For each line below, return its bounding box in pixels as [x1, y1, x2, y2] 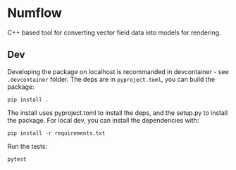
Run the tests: [7, 142, 48, 150]
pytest [7, 155, 27, 163]
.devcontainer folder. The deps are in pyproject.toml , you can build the [7, 75, 216, 83]
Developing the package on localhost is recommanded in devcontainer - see [7, 67, 229, 75]
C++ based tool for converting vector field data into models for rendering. [7, 28, 221, 37]
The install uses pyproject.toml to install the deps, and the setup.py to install [7, 108, 228, 117]
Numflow [7, 5, 62, 21]
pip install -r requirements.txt [7, 129, 106, 137]
